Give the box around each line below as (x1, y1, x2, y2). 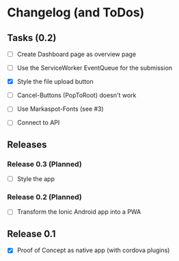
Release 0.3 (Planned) (7, 159, 82, 169)
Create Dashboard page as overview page (16, 50, 137, 58)
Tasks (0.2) (7, 32, 57, 44)
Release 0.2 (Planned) (7, 193, 82, 202)
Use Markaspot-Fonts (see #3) (16, 105, 104, 113)
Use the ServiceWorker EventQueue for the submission (16, 64, 173, 72)
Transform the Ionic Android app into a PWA (16, 208, 141, 216)
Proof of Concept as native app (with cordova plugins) (16, 246, 170, 254)
